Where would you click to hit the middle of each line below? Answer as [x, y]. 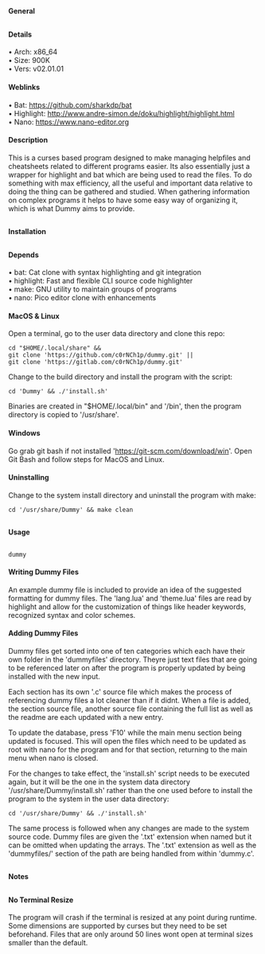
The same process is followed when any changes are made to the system [129, 828]
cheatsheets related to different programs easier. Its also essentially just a [129, 166]
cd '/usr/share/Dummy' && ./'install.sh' [78, 813]
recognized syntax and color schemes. [72, 615]
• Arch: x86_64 [33, 52]
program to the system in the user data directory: [89, 799]
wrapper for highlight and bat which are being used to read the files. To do [130, 174]
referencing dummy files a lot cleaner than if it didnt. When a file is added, [130, 700]
